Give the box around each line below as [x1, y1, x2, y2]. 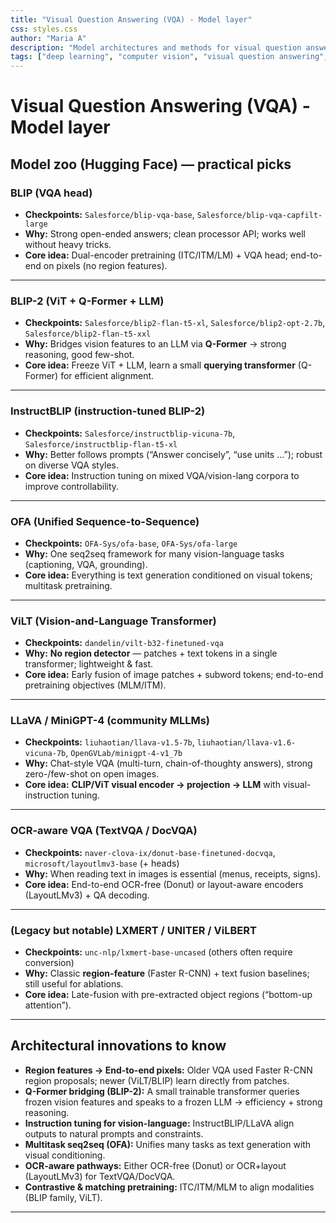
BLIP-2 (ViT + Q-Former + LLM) [10, 294, 165, 308]
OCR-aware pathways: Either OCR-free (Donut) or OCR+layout [24, 1159, 287, 1171]
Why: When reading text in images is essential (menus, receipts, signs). [24, 867, 322, 880]
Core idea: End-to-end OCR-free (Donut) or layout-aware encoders [24, 878, 304, 890]
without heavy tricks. [24, 239, 112, 250]
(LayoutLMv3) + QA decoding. [24, 889, 150, 901]
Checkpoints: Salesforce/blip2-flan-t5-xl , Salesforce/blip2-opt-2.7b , [24, 317, 326, 329]
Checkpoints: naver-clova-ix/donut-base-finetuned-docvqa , [24, 846, 276, 858]
